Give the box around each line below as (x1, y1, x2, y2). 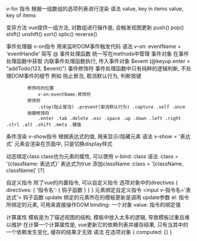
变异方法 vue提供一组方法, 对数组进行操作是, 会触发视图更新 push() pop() (6, 24, 185, 31)
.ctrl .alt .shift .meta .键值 (6, 122, 82, 128)
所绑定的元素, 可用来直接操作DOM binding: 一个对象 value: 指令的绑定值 (6, 201, 181, 208)
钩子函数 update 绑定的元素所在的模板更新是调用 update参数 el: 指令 (22, 194, 189, 201)
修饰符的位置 (27, 85, 54, 91)
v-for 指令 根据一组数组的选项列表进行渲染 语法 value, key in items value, (6, 5, 184, 12)
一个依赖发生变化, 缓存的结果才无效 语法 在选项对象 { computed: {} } (6, 229, 173, 235)
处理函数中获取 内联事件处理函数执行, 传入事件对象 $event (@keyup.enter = (6, 58, 190, 64)
